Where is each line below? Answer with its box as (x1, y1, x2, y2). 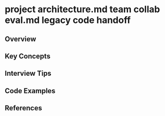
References (5, 104, 42, 112)
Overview (5, 35, 37, 43)
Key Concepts (5, 52, 50, 61)
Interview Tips (5, 69, 51, 78)
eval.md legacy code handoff (5, 14, 131, 26)
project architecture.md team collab (5, 4, 160, 15)
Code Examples (5, 86, 56, 95)
